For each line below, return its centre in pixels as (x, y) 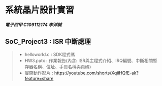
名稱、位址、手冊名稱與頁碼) (62, 66)
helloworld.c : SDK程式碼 (50, 54)
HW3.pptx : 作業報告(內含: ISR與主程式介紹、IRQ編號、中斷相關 (89, 60)
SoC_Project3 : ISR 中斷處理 (48, 42)
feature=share (39, 78)
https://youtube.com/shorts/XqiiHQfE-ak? (96, 73)
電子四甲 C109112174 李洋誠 (33, 25)
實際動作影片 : (39, 73)
